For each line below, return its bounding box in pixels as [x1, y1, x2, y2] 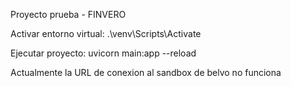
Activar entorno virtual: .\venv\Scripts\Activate [10, 28, 202, 39]
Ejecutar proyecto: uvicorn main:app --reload [10, 47, 197, 59]
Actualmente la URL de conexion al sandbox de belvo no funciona [10, 67, 282, 78]
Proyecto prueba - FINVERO [10, 9, 127, 20]
